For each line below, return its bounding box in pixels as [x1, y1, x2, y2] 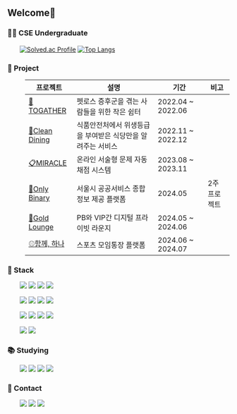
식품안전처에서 [76, 120, 123, 130]
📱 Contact [7, 383, 42, 393]
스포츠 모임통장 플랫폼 [76, 240, 146, 250]
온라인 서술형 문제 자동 [76, 154, 148, 164]
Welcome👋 [7, 7, 56, 19]
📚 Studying [7, 346, 49, 355]
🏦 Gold [28, 213, 49, 223]
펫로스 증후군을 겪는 [76, 96, 140, 106]
